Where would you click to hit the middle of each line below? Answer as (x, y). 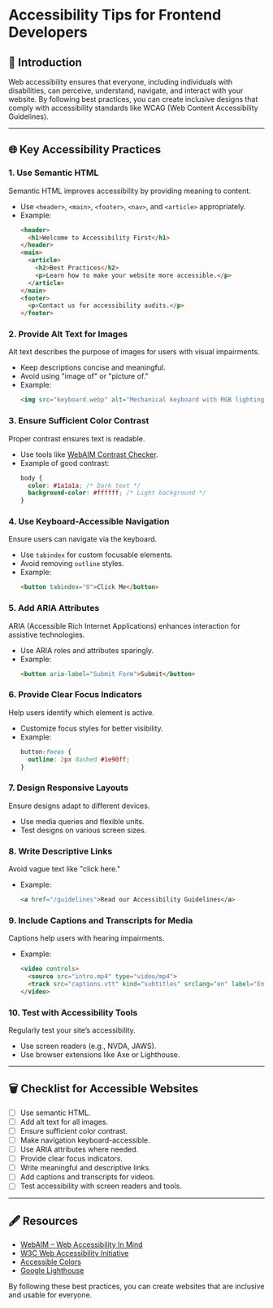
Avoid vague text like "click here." (64, 869)
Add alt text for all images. (64, 1121)
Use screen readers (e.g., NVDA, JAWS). (88, 1046)
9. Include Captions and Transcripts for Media (101, 920)
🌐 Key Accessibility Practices (84, 149)
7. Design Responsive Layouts (68, 788)
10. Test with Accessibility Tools (73, 1012)
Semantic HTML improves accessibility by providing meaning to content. (130, 191)
